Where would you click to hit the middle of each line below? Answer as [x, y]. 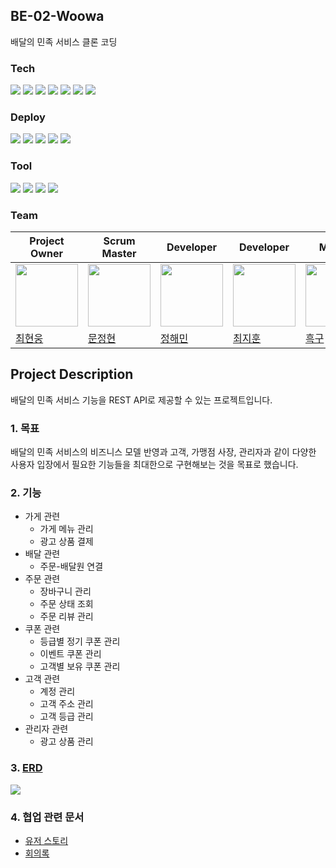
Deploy [28, 117]
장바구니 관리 [65, 591]
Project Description [72, 374]
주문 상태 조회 [66, 604]
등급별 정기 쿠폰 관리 [80, 641]
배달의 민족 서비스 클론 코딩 [64, 41]
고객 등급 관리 [66, 716]
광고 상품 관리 [66, 741]
